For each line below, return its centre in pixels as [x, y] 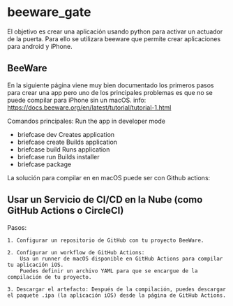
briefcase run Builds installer [58, 156]
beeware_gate [49, 12]
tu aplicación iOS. [36, 265]
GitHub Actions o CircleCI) [66, 211]
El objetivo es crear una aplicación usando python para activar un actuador [115, 31]
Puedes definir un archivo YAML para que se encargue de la [109, 271]
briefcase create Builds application [67, 142]
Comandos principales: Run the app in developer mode [87, 121]
